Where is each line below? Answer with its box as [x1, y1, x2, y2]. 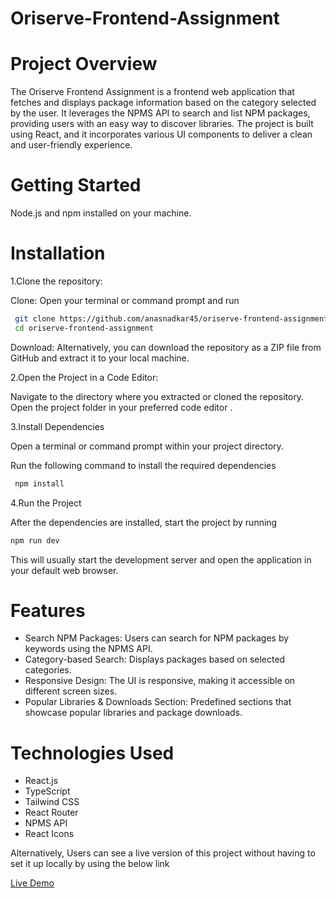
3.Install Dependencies [10, 420, 105, 432]
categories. [24, 664, 72, 676]
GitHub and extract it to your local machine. [10, 352, 190, 364]
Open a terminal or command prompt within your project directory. [10, 440, 284, 452]
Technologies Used [10, 742, 175, 764]
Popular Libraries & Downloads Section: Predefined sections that [24, 696, 292, 708]
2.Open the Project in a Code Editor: [10, 371, 159, 383]
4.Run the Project [10, 497, 82, 509]
